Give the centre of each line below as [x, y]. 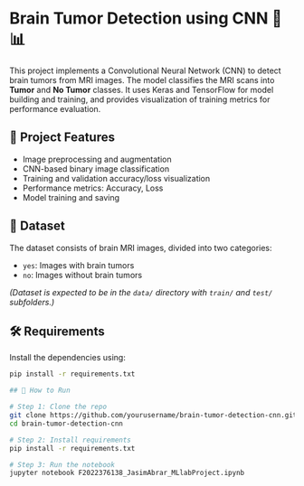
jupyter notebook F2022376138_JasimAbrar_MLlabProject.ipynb [127, 473]
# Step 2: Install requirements [70, 440]
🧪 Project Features [62, 138]
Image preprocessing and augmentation [97, 159]
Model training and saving [71, 197]
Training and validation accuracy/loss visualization [116, 178]
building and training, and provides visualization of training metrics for [140, 99]
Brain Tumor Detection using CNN [139, 19]
